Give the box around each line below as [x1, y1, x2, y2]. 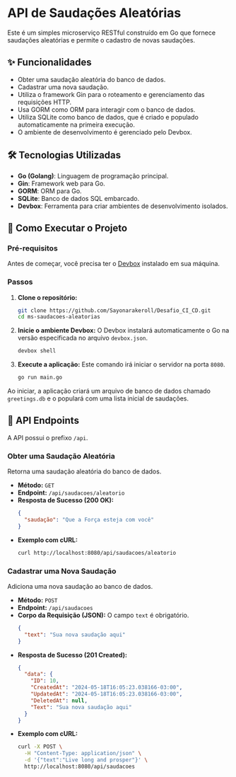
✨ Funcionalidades [7, 57, 92, 69]
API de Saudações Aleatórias [7, 5, 182, 21]
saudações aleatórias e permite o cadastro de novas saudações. [7, 35, 196, 44]
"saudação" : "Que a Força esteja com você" [24, 517, 154, 524]
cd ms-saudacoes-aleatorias [17, 313, 100, 321]
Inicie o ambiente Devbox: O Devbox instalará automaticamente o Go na [17, 326, 230, 335]
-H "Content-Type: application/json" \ [24, 750, 142, 757]
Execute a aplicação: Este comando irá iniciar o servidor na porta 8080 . [17, 360, 225, 369]
